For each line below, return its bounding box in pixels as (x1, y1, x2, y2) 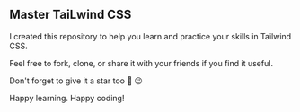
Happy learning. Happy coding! (9, 92, 125, 103)
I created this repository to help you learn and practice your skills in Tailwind (9, 30, 292, 41)
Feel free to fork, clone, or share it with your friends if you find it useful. (9, 57, 274, 68)
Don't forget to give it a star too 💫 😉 (9, 75, 144, 86)
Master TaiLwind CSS (9, 7, 132, 22)
